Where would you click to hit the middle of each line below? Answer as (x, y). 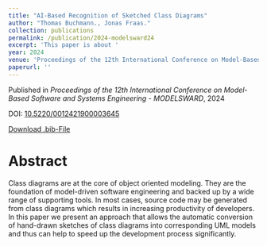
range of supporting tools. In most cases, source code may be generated (128, 200)
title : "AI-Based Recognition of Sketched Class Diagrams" (108, 15)
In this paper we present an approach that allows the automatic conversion (130, 217)
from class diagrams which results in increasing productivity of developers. (132, 208)
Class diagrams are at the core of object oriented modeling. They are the (127, 183)
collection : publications (51, 30)
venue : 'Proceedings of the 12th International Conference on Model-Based (135, 60)
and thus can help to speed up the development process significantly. (122, 233)
